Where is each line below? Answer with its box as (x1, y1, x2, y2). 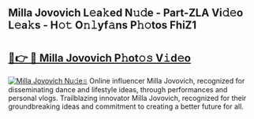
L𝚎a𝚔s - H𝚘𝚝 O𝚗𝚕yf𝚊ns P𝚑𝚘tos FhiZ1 (8, 19, 197, 32)
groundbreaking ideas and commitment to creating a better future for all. (8, 102, 245, 111)
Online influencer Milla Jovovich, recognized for (89, 76, 245, 85)
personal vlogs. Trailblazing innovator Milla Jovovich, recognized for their (8, 94, 247, 102)
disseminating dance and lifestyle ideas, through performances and (8, 85, 228, 94)
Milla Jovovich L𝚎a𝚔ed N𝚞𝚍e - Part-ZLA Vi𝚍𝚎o (8, 6, 244, 20)
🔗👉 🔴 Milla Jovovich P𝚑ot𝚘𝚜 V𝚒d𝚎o (8, 51, 192, 65)
